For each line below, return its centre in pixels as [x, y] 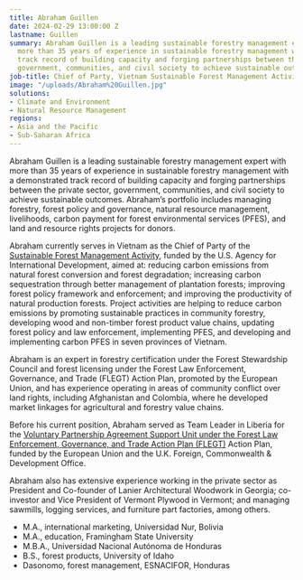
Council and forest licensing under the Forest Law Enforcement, [128, 369]
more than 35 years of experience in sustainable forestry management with [149, 170]
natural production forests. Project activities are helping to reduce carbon [146, 303]
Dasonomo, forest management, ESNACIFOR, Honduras [126, 565]
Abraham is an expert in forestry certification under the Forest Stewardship [149, 359]
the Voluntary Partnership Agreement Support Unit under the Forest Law [144, 434]
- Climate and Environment [60, 102]
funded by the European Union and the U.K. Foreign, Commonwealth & [141, 454]
